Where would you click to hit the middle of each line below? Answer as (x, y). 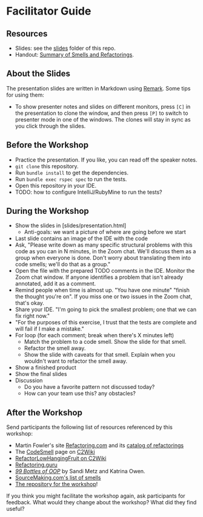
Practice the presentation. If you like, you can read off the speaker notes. (106, 160)
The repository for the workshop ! (56, 484)
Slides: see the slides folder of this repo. (65, 48)
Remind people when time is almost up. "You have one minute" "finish (102, 290)
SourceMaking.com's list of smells (58, 478)
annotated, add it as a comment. (55, 284)
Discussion (29, 380)
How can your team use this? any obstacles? (80, 394)
